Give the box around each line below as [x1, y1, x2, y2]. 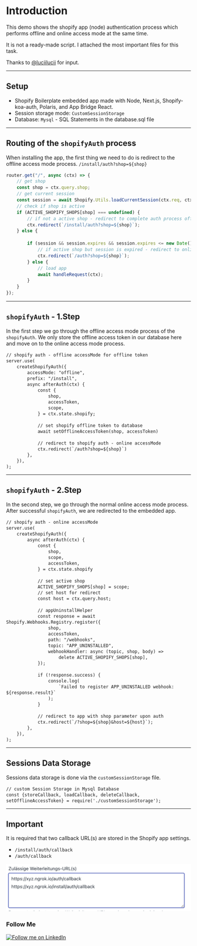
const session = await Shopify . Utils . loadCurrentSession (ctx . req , [16, 197, 182, 203]
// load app [37, 265, 67, 271]
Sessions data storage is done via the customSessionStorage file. [6, 774, 161, 781]
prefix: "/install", [27, 375, 77, 382]
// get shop [16, 178, 46, 185]
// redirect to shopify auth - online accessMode [37, 440, 161, 446]
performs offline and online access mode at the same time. [6, 29, 148, 36]
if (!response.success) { [37, 672, 101, 678]
